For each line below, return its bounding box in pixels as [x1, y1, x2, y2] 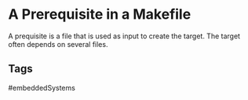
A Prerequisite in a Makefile [8, 5, 191, 23]
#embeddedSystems [8, 83, 76, 92]
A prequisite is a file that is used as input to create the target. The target [8, 31, 241, 41]
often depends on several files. [8, 39, 108, 48]
